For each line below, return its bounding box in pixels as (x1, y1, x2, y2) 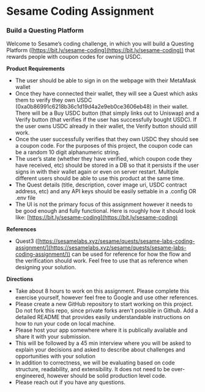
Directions (6, 275, 34, 283)
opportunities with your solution (15, 353, 96, 360)
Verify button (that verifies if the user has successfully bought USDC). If (15, 116, 197, 123)
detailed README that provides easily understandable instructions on (15, 313, 191, 321)
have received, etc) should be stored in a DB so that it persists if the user (15, 161, 199, 169)
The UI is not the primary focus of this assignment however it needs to (15, 201, 193, 208)
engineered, (15, 372, 46, 380)
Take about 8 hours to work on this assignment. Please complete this (15, 287, 190, 295)
